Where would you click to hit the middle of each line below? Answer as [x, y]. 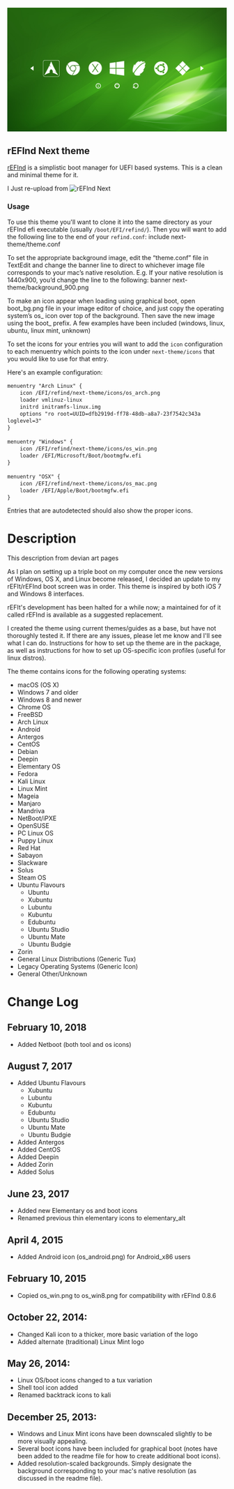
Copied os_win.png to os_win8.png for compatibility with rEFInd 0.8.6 [117, 1295]
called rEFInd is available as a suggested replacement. [85, 614]
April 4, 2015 [36, 1240]
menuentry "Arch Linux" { [45, 386]
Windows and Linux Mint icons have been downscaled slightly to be [115, 1434]
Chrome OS [34, 707]
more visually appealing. [52, 1442]
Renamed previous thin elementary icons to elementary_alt [101, 1218]
